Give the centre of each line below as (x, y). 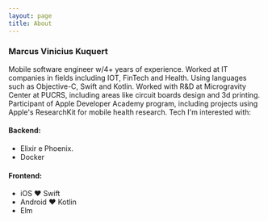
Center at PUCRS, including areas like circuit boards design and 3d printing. (134, 94)
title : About (30, 23)
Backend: (25, 131)
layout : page (30, 16)
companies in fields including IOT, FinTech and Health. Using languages (128, 77)
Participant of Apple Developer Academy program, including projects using (133, 103)
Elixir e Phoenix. (47, 149)
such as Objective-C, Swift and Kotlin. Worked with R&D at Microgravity (127, 86)
